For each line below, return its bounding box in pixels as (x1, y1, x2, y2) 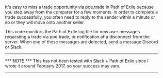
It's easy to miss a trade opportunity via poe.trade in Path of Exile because (5, 4, 154, 10)
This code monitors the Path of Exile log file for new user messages (5, 29, 140, 34)
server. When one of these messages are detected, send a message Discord (5, 39, 158, 45)
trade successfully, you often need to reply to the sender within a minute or (5, 14, 155, 20)
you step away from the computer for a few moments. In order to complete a (5, 9, 158, 15)
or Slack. (5, 44, 23, 50)
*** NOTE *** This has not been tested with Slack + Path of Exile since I (5, 58, 149, 64)
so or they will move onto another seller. (5, 19, 85, 25)
